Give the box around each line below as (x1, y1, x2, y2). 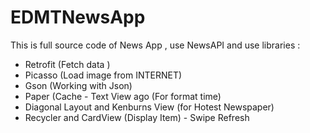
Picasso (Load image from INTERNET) (24, 69, 183, 81)
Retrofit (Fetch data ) (24, 58, 111, 70)
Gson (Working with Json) (24, 79, 133, 91)
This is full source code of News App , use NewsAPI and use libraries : (10, 39, 301, 51)
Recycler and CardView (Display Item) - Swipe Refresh (24, 111, 250, 123)
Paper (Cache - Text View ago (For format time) (24, 90, 222, 102)
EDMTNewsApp (10, 6, 146, 29)
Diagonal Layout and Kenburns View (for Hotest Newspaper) (24, 101, 275, 113)
